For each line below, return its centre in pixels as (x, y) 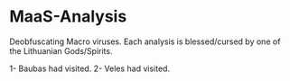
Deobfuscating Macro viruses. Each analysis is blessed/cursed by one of (145, 41)
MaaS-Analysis (68, 17)
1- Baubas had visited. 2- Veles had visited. (89, 68)
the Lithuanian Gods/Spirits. (61, 50)
